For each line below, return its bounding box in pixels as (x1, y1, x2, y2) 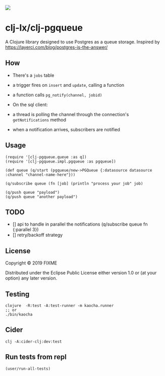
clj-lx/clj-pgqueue (5, 22, 83, 34)
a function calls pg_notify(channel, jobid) (12, 91, 102, 98)
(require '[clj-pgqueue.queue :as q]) (5, 154, 87, 159)
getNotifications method (12, 117, 67, 123)
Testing (5, 290, 30, 298)
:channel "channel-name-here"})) (5, 172, 76, 177)
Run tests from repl (5, 353, 67, 361)
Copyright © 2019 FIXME (5, 260, 58, 266)
